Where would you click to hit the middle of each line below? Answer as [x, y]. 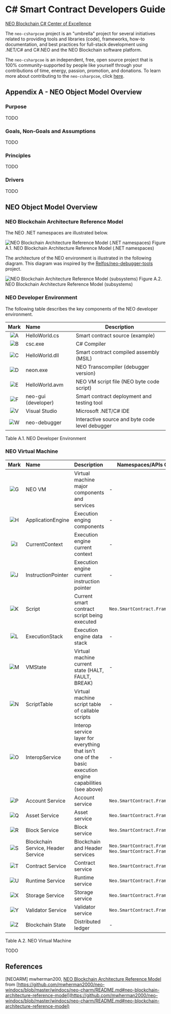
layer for [84, 738]
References [24, 967]
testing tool [89, 403]
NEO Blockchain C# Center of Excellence [48, 24]
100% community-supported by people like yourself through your [74, 65]
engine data [88, 636]
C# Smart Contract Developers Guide [85, 9]
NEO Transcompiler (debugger [112, 367]
